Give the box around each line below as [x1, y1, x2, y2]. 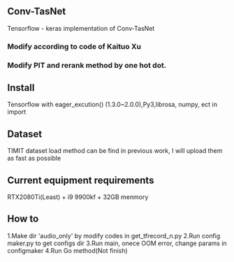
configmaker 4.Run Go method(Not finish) [7, 246, 128, 254]
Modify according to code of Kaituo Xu [7, 41, 142, 51]
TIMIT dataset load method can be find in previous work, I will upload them [7, 147, 223, 155]
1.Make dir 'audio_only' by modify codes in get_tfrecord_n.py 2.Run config [7, 231, 221, 240]
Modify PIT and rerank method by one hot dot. [7, 60, 167, 70]
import [7, 108, 27, 116]
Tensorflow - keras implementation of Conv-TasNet [7, 24, 155, 32]
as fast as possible [7, 154, 61, 163]
